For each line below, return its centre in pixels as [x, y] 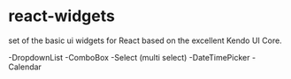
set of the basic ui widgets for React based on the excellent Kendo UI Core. [145, 40]
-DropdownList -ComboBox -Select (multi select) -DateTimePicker [129, 57]
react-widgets [62, 16]
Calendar [25, 67]
